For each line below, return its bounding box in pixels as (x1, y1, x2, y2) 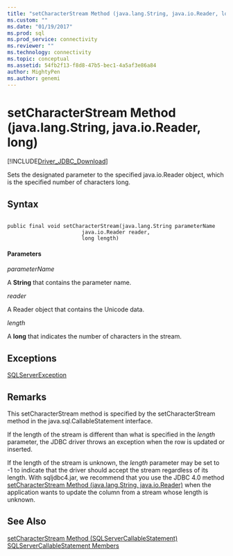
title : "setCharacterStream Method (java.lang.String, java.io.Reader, (7, 10, 218, 17)
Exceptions (7, 352, 57, 364)
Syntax (7, 198, 39, 210)
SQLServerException (7, 371, 67, 379)
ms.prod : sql (7, 29, 45, 37)
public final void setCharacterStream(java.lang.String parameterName (7, 223, 216, 230)
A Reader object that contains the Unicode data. (7, 305, 145, 313)
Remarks (7, 391, 47, 403)
